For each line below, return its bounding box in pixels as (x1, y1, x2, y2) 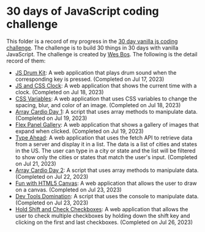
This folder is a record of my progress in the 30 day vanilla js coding (6, 37, 178, 45)
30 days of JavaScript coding (6, 4, 159, 18)
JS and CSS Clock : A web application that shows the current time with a (15, 81, 197, 89)
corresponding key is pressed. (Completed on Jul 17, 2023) (15, 75, 165, 83)
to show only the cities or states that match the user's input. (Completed (15, 153, 198, 160)
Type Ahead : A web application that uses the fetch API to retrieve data (15, 133, 193, 141)
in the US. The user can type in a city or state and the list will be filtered (15, 147, 196, 154)
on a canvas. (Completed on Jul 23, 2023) (15, 185, 122, 193)
